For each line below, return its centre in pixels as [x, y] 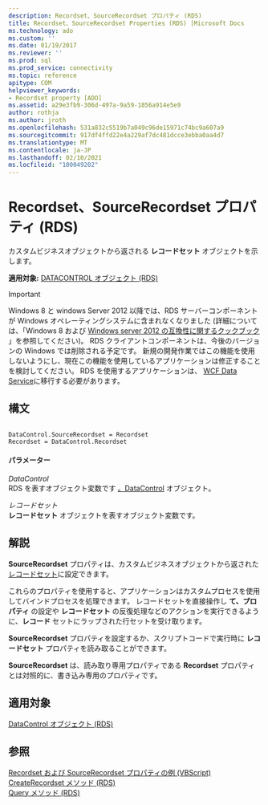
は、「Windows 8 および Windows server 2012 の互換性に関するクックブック [134, 331]
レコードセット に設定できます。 [61, 574]
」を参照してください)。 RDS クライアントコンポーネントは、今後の [120, 341]
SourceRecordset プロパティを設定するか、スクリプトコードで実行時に [126, 638]
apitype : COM [30, 83]
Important [24, 295]
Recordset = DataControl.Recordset [68, 441]
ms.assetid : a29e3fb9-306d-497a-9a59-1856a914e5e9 [95, 105]
